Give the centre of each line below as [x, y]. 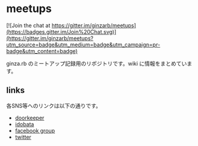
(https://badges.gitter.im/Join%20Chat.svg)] [61, 31]
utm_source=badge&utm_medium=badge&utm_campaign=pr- [83, 45]
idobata [24, 124]
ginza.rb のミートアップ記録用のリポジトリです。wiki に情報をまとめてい [97, 63]
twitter [23, 137]
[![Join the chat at [28, 25]
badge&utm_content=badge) [42, 51]
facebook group [35, 130]
